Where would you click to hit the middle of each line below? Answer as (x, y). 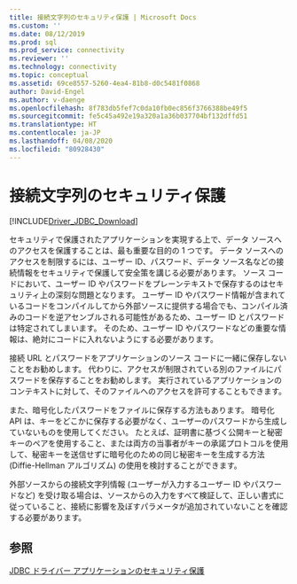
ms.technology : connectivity (63, 67)
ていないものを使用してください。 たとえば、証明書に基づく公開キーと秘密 (146, 432)
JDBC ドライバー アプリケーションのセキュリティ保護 (107, 571)
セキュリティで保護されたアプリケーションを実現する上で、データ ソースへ (145, 239)
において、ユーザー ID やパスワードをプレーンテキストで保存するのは (142, 284)
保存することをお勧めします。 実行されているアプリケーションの (164, 380)
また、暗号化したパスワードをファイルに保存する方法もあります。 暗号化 (142, 409)
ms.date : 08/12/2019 (47, 34)
